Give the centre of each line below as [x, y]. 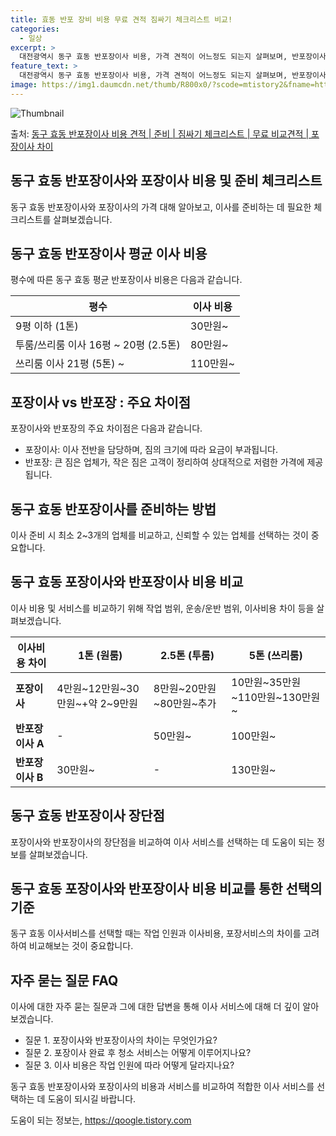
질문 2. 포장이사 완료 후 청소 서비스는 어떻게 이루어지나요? [138, 1053]
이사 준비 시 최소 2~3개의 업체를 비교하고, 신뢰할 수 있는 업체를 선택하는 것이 [159, 535]
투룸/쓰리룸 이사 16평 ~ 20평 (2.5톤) [98, 345]
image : [24, 85]
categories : [35, 29]
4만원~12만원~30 [98, 688]
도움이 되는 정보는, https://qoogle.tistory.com [101, 1120]
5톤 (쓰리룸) [275, 655]
